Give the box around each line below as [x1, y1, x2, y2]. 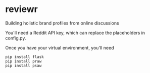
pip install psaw [5, 63, 42, 68]
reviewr [5, 3, 38, 15]
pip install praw [5, 58, 42, 63]
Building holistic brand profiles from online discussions [5, 20, 120, 26]
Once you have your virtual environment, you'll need [5, 44, 114, 50]
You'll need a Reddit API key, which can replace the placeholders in [5, 29, 145, 35]
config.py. [5, 35, 26, 41]
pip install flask [5, 54, 44, 59]
